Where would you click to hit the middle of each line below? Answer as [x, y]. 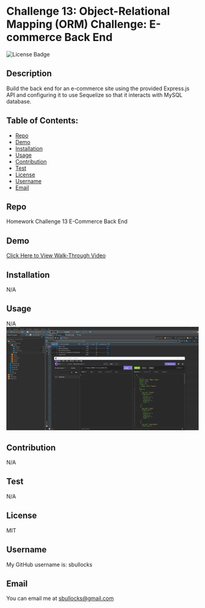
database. [19, 101]
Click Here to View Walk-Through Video [56, 256]
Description [29, 74]
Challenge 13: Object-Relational [88, 11]
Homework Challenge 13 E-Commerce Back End [67, 221]
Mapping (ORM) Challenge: [77, 24]
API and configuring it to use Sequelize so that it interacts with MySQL [95, 95]
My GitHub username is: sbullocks [49, 564]
